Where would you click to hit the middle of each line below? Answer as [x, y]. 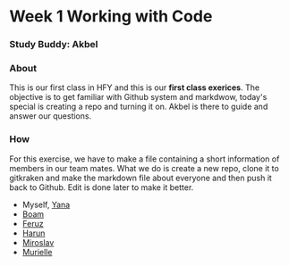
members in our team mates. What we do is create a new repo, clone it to [144, 168]
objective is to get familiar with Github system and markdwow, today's [138, 97]
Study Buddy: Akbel [54, 45]
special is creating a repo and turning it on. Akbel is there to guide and [139, 107]
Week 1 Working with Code [111, 17]
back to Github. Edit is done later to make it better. [102, 187]
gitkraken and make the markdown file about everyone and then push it [141, 178]
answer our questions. [51, 116]
